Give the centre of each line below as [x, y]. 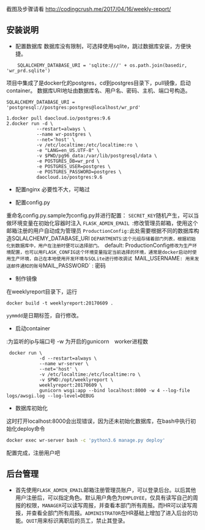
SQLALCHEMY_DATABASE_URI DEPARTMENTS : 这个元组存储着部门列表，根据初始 [103, 238]
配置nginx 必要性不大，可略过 [52, 189]
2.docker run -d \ [30, 123]
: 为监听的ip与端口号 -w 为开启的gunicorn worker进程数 [77, 341]
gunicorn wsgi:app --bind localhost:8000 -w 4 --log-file [114, 390]
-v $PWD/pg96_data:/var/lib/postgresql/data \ [97, 156]
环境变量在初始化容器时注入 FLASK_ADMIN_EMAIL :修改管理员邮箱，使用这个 [105, 223]
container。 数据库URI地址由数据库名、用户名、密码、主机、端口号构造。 [99, 90]
